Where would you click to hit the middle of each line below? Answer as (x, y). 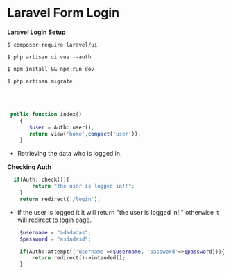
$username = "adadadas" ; (55, 232)
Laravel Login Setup (36, 32)
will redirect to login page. (54, 220)
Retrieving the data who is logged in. (70, 154)
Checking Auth (29, 167)
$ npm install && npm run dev (51, 69)
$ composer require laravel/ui (52, 45)
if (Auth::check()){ (42, 180)
